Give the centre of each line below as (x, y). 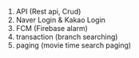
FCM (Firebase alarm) (52, 28)
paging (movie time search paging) (73, 45)
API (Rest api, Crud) (48, 12)
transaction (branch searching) (67, 37)
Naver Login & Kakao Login (61, 20)
